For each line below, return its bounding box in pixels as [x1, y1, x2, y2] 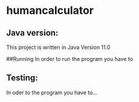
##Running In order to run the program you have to [6, 56, 134, 62]
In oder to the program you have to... [6, 89, 98, 96]
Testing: [6, 73, 38, 83]
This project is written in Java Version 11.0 [6, 43, 111, 51]
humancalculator [6, 4, 94, 18]
